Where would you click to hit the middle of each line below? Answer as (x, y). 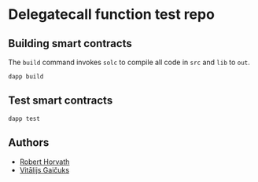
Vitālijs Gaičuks (44, 169)
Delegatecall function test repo (111, 15)
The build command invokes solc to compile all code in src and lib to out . (129, 62)
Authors (29, 143)
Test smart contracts (61, 101)
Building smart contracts (70, 44)
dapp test (24, 118)
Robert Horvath (44, 162)
